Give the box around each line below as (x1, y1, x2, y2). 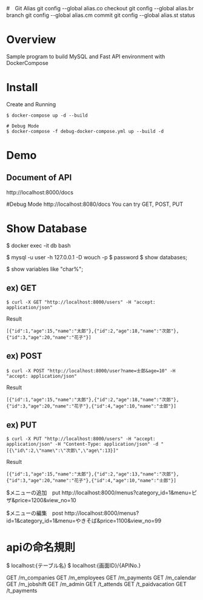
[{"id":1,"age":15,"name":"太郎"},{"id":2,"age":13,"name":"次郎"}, (6, 471, 179, 477)
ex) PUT (6, 420, 38, 430)
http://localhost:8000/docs (6, 188, 74, 196)
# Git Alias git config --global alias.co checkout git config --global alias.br (6, 5, 194, 12)
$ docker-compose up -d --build (6, 112, 88, 118)
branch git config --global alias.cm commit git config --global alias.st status (6, 12, 195, 19)
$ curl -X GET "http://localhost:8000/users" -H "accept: (6, 299, 156, 305)
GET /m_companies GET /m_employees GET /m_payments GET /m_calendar (6, 574, 196, 581)
